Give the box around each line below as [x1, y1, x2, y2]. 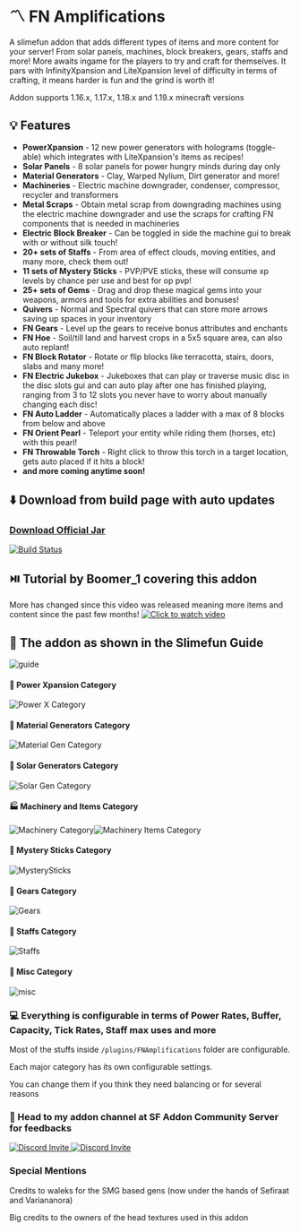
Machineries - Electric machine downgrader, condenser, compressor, [21, 179, 280, 191]
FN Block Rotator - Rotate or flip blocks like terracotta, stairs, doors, [21, 351, 275, 362]
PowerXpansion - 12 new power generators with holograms [21, 142, 244, 152]
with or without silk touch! [21, 237, 118, 247]
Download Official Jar [9, 524, 106, 537]
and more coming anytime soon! [21, 465, 146, 476]
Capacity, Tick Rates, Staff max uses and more [9, 1023, 217, 1036]
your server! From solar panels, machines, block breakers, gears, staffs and [9, 46, 288, 56]
